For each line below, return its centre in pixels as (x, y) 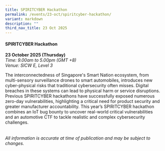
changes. (15, 144)
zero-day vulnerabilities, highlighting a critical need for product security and (82, 101)
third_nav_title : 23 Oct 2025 (36, 28)
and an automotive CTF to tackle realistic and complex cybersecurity (75, 117)
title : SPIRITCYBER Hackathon (36, 10)
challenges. (17, 122)
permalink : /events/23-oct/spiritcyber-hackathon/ (58, 14)
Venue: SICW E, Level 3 (29, 65)
